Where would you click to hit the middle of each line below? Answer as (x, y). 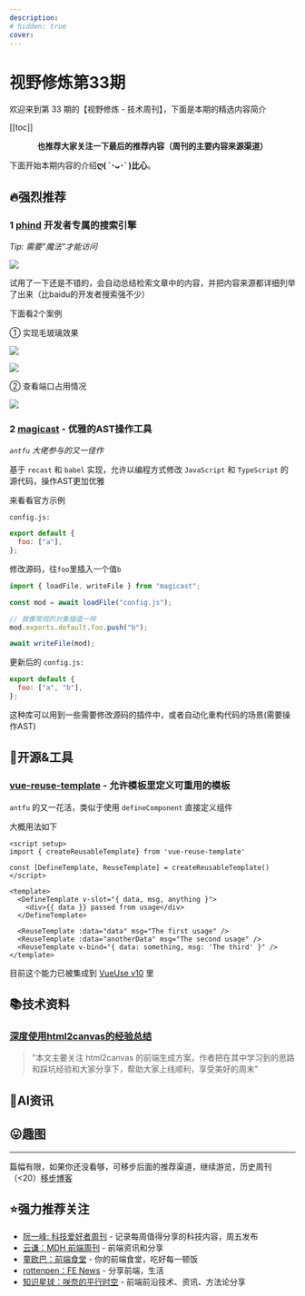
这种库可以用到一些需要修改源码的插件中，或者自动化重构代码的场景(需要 (146, 715)
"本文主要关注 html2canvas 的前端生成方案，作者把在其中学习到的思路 (163, 1058)
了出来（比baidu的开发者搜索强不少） (79, 294)
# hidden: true (38, 26)
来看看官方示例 (37, 500)
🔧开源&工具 (41, 758)
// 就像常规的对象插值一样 (53, 618)
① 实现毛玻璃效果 (44, 333)
